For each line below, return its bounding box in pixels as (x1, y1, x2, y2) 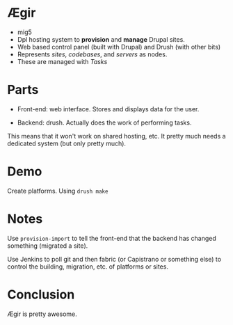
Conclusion (7, 287, 75, 302)
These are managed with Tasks (17, 57, 108, 65)
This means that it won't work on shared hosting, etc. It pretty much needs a (7, 132, 226, 140)
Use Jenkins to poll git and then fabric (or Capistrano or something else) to (7, 255, 221, 263)
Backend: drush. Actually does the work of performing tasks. (17, 118, 192, 127)
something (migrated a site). (7, 241, 88, 250)
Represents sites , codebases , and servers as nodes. (17, 50, 168, 58)
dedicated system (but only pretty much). (7, 139, 127, 148)
